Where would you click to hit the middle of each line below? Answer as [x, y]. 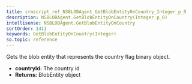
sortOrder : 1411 [26, 28]
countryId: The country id [47, 68]
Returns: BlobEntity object [48, 75]
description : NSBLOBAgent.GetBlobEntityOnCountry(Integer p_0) [87, 17]
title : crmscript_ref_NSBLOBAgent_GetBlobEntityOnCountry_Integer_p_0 [96, 12]
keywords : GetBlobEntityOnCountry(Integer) [61, 34]
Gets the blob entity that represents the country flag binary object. [88, 57]
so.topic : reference [32, 40]
